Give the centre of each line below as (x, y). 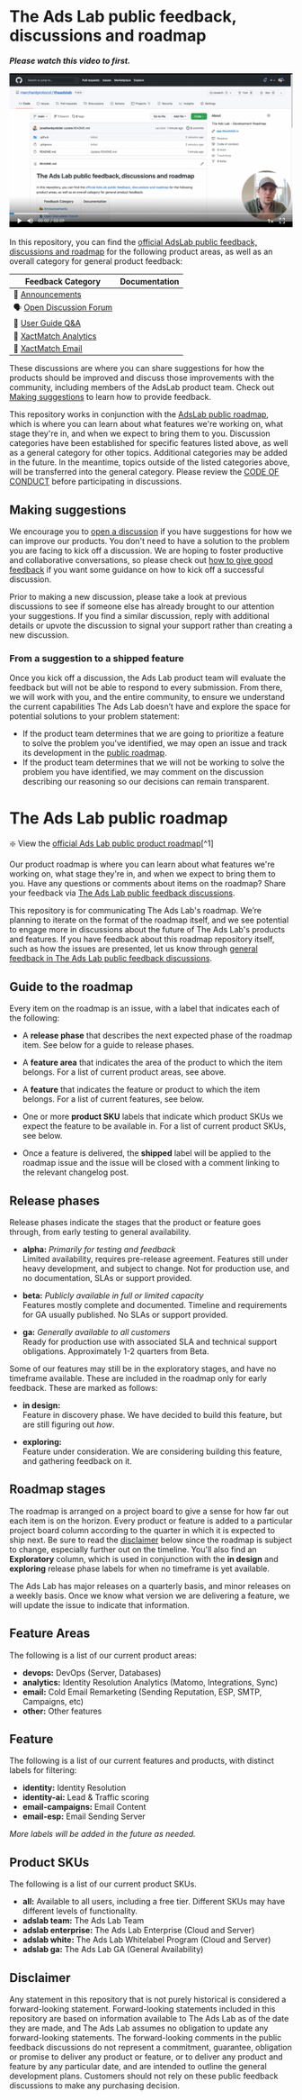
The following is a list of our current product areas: (103, 1655)
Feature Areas (50, 1634)
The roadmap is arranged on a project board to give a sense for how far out (149, 1511)
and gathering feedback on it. (77, 1461)
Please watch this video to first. (70, 60)
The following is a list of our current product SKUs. (103, 1884)
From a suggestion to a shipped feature (97, 659)
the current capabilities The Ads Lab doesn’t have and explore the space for (150, 707)
